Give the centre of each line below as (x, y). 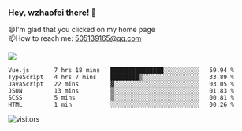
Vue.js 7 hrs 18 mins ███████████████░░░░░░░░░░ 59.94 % (121, 71)
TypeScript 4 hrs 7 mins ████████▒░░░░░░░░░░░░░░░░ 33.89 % (121, 78)
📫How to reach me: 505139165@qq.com (75, 38)
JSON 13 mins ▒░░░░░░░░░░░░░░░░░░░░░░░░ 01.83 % (121, 91)
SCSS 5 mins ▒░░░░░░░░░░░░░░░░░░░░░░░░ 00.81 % (121, 98)
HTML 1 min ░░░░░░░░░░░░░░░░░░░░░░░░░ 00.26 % (121, 105)
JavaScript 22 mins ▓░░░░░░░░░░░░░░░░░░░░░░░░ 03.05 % (121, 84)
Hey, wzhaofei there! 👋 (52, 13)
